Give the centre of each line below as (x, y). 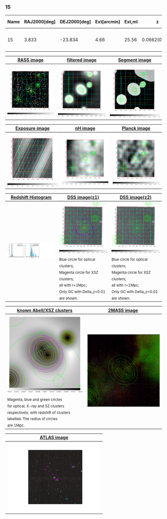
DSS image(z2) (135, 197)
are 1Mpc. (16, 426)
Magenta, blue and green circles (35, 399)
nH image (85, 128)
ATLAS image (54, 437)
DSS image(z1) (83, 197)
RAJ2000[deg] (40, 22)
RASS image (30, 60)
